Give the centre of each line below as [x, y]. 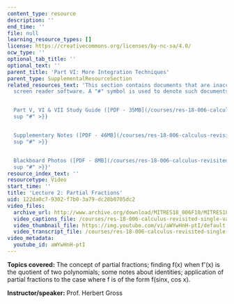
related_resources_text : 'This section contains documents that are [109, 85]
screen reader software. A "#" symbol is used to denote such [106, 91]
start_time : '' [29, 187]
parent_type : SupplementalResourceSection [70, 78]
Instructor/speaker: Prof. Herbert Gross [65, 293]
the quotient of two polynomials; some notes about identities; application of [116, 272]
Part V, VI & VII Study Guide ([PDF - [70, 110]
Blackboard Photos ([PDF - [53, 160]
